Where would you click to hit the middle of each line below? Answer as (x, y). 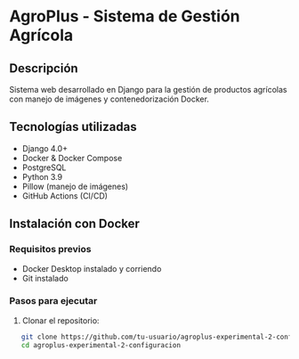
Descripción (44, 68)
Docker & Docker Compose (72, 158)
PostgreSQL (44, 167)
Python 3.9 (42, 176)
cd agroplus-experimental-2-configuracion (101, 345)
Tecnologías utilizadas (73, 127)
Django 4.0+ (45, 148)
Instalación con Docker (75, 224)
